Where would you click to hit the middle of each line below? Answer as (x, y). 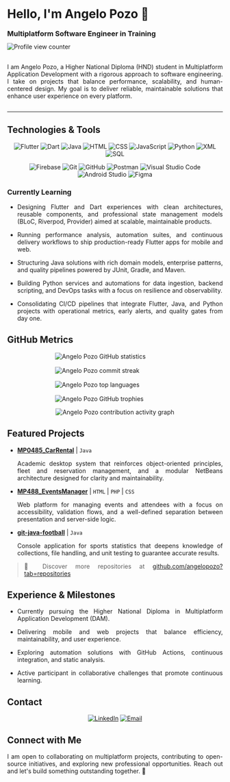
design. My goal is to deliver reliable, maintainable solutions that (129, 88)
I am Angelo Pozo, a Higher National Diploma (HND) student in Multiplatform (115, 66)
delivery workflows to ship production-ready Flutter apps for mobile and (120, 242)
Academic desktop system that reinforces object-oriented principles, (120, 463)
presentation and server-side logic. (66, 519)
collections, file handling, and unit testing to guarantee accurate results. (118, 553)
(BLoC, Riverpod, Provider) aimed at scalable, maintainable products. (114, 221)
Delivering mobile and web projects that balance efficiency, (120, 632)
